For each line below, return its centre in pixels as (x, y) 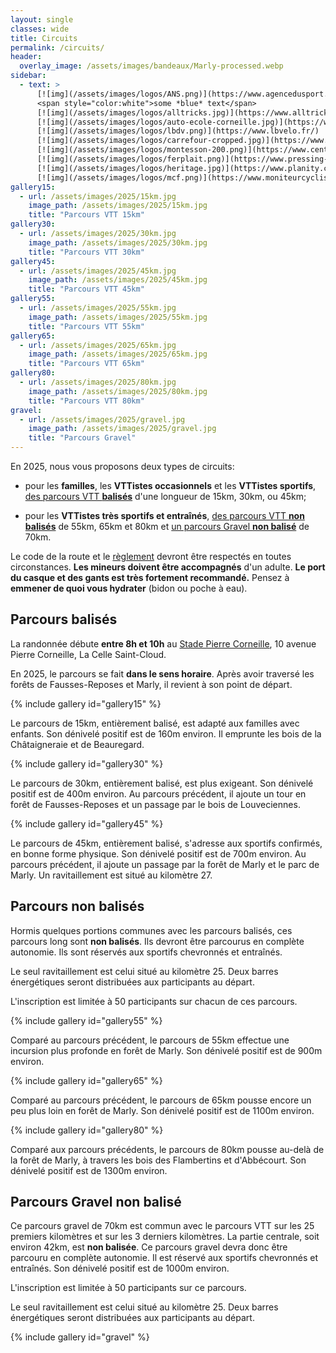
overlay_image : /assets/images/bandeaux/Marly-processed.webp (151, 66)
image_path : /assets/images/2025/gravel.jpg (122, 429)
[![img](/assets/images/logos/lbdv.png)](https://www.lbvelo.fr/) (178, 131)
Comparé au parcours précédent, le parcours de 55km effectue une (150, 1040)
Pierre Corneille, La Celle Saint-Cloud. (88, 654)
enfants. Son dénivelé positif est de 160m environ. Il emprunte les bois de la (166, 733)
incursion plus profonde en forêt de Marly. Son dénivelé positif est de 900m (166, 1050)
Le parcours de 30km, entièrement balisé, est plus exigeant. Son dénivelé (162, 783)
